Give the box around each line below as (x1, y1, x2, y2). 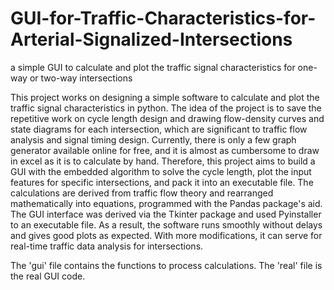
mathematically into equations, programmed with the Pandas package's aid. (10, 197, 323, 209)
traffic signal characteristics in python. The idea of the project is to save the (10, 102, 322, 114)
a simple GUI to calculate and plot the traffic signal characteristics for (10, 61, 296, 73)
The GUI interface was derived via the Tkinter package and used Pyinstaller (10, 208, 322, 220)
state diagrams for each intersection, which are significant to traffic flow (10, 123, 308, 135)
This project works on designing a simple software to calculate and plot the (10, 91, 320, 103)
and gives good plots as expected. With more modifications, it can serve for (10, 229, 323, 241)
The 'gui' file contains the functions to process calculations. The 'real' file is (10, 259, 323, 271)
